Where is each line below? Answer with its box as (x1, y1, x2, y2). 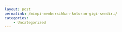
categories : (4, 16, 29, 20)
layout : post (4, 7, 31, 12)
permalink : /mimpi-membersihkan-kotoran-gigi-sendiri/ (4, 11, 118, 16)
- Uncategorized (13, 20, 46, 25)
